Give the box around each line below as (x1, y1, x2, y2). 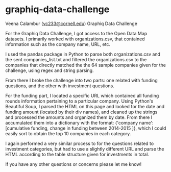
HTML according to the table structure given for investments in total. (5, 151, 150, 157)
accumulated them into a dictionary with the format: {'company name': (5, 119, 154, 126)
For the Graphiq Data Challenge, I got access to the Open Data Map (5, 30, 148, 36)
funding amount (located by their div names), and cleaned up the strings (5, 109, 158, 115)
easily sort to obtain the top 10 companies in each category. (5, 130, 131, 136)
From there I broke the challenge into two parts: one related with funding (5, 77, 158, 83)
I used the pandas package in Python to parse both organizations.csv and (5, 51, 161, 57)
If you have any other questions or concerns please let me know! (5, 161, 142, 167)
